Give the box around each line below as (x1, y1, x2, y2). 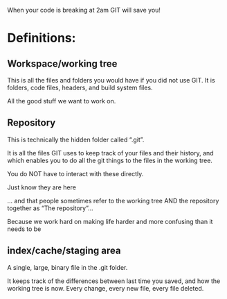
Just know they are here (7, 183, 76, 191)
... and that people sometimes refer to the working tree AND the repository (7, 196, 219, 205)
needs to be (7, 225, 42, 233)
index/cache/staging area (7, 245, 121, 257)
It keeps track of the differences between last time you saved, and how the (7, 277, 221, 285)
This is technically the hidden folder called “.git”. (7, 135, 145, 144)
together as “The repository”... (7, 204, 93, 212)
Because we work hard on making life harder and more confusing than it (7, 217, 213, 225)
